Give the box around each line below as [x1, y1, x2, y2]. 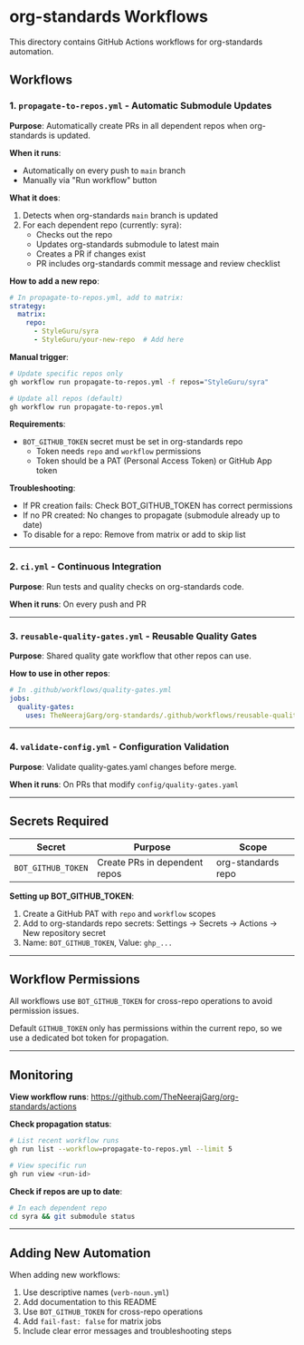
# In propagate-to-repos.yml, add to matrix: [9, 293, 184, 302]
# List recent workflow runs [9, 1136, 119, 1145]
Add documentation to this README [22, 1297, 157, 1308]
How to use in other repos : [9, 668, 110, 678]
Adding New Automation [9, 1245, 151, 1261]
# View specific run [9, 1161, 88, 1170]
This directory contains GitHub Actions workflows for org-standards [9, 36, 263, 47]
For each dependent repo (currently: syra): [22, 219, 183, 230]
